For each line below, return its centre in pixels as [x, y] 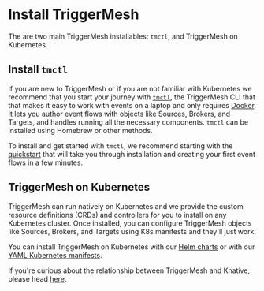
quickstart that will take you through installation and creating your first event [132, 154]
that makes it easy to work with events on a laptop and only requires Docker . [132, 105]
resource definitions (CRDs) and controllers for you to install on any [117, 215]
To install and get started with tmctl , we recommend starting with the [121, 145]
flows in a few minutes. [46, 162]
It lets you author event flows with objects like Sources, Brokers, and [119, 114]
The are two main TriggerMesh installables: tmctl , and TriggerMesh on [123, 36]
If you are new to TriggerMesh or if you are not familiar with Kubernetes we [130, 88]
